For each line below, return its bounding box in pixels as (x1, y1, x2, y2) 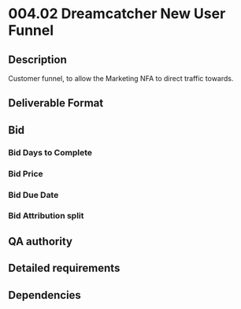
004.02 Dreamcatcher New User (8, 5, 226, 23)
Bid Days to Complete (8, 147, 93, 158)
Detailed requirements (8, 262, 120, 275)
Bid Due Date (8, 189, 59, 200)
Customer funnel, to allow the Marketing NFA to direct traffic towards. (8, 74, 234, 83)
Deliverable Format (8, 96, 104, 110)
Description (8, 53, 67, 66)
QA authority (8, 234, 73, 248)
